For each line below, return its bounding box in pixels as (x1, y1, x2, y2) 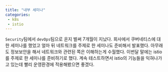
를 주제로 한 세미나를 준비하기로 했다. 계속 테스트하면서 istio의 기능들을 (5, 55, 145, 61)
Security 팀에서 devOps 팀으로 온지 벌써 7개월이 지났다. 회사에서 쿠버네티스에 (5, 36, 156, 42)
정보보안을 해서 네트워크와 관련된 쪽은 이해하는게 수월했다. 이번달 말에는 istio (10, 49, 162, 55)
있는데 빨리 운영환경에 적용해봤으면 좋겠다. (10, 61, 95, 67)
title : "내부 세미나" (5, 7, 46, 13)
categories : (5, 12, 30, 17)
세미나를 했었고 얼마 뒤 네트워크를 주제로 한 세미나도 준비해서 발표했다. (10, 43, 150, 49)
